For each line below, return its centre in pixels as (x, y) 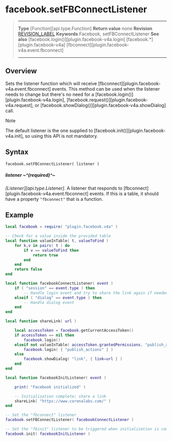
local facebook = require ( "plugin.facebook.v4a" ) (61, 227)
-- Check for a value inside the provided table (58, 236)
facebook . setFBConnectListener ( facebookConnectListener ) (70, 420)
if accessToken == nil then (44, 335)
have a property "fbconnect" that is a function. (54, 199)
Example (19, 215)
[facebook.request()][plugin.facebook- (107, 100)
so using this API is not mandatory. (61, 136)
